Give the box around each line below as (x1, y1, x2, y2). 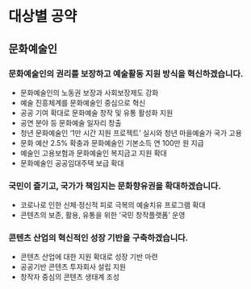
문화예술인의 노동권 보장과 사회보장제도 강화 (19, 88, 159, 97)
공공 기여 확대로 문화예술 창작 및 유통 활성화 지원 (19, 108, 174, 118)
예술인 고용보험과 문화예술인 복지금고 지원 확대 (19, 148, 167, 158)
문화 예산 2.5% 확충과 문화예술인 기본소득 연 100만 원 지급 (19, 138, 204, 147)
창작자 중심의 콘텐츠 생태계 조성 (19, 272, 119, 282)
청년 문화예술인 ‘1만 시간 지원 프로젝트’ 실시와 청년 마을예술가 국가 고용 (19, 128, 242, 138)
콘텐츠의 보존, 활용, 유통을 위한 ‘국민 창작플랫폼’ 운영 (19, 210, 186, 220)
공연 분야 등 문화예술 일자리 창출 (19, 118, 122, 127)
